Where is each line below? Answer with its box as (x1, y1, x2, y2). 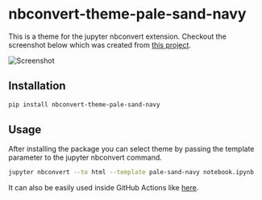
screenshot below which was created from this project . (8, 40, 192, 49)
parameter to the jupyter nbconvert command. (8, 152, 163, 162)
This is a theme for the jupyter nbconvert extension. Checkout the (8, 31, 227, 41)
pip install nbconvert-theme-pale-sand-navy (8, 100, 160, 109)
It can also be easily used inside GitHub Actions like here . (8, 183, 199, 193)
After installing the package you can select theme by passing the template (8, 144, 255, 154)
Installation (8, 79, 66, 93)
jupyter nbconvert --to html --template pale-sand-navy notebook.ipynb (8, 169, 254, 177)
